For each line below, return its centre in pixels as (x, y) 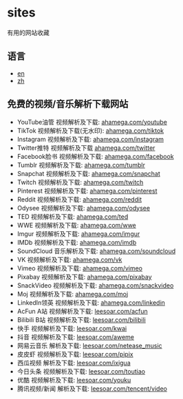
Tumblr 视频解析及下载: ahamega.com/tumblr (81, 165)
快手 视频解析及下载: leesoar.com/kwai (72, 328)
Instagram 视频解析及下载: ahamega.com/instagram (90, 139)
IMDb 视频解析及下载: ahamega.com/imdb (77, 242)
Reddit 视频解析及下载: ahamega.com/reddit (79, 199)
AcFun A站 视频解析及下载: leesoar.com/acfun (82, 311)
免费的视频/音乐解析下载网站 (68, 104)
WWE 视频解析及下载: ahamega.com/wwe (76, 225)
